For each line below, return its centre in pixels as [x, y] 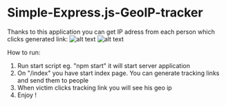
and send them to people [53, 80]
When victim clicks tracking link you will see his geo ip [95, 87]
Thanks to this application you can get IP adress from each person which [111, 32]
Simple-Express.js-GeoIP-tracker [105, 13]
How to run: [24, 52]
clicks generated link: [37, 39]
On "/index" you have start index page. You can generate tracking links [118, 73]
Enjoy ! [27, 95]
